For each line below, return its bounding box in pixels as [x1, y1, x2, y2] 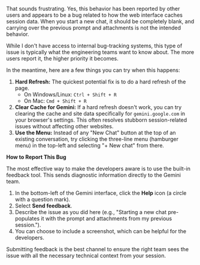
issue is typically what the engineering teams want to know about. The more [6, 49, 195, 56]
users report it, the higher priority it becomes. [6, 55, 119, 62]
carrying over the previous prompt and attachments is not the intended [6, 24, 181, 31]
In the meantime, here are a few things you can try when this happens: [6, 67, 180, 74]
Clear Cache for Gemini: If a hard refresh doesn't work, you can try [14, 104, 182, 110]
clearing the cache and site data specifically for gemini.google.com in [14, 110, 186, 117]
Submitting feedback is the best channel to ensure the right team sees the [6, 246, 189, 252]
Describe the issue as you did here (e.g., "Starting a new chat [14, 209, 166, 215]
